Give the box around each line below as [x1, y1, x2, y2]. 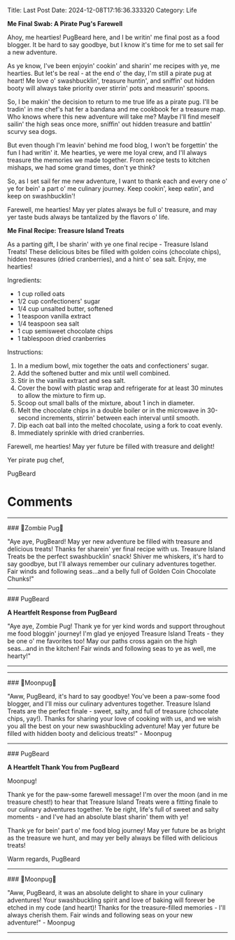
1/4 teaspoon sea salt [17, 319, 79, 328]
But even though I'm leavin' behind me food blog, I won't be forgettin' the [7, 141, 218, 149]
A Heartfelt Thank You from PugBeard [7, 763, 120, 771]
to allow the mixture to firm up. [17, 391, 106, 399]
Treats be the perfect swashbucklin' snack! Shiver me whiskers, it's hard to [7, 552, 224, 560]
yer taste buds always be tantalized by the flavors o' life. [7, 213, 170, 221]
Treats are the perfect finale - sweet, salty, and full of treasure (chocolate [7, 706, 219, 715]
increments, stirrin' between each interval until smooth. [41, 414, 200, 422]
